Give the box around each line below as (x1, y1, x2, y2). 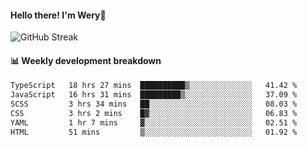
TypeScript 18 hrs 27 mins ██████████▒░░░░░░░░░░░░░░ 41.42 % (10, 81, 298, 91)
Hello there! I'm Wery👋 (10, 9, 107, 21)
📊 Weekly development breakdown (10, 54, 162, 66)
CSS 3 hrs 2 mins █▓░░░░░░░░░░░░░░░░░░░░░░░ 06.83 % (10, 109, 298, 119)
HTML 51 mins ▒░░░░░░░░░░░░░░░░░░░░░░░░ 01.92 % (10, 127, 298, 137)
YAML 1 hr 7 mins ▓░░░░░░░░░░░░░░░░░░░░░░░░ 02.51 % (10, 117, 298, 128)
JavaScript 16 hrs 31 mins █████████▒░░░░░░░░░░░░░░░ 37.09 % (10, 90, 298, 100)
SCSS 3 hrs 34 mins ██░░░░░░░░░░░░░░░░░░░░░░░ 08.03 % (10, 99, 298, 110)
